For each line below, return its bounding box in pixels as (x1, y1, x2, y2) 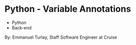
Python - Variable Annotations (4, 3, 131, 15)
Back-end (11, 24, 32, 30)
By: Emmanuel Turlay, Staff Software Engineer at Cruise (4, 34, 117, 40)
